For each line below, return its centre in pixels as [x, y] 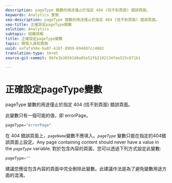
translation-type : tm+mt [32, 53]
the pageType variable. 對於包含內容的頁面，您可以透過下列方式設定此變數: [83, 149]
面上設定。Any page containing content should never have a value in [87, 142]
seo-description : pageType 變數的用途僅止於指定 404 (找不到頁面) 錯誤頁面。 [82, 20]
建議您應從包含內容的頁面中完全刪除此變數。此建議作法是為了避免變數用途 [84, 169]
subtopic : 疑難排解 [25, 34]
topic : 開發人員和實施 [27, 44]
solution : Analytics [27, 29]
